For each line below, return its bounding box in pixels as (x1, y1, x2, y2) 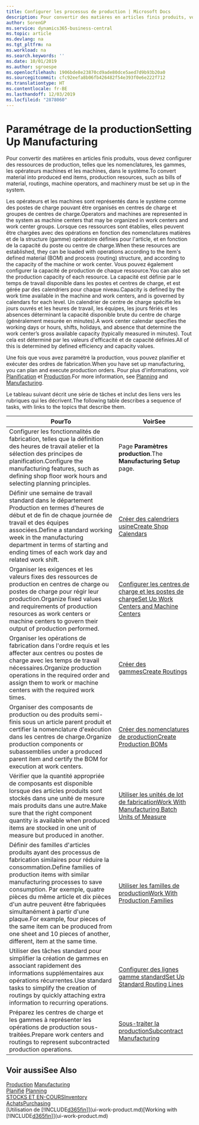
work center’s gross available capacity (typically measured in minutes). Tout (6, 330, 192, 337)
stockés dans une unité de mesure (9, 794, 105, 802)
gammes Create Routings (118, 667, 188, 676)
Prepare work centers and (31, 1030, 104, 1038)
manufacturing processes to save (9, 878, 102, 886)
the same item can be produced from (9, 922, 113, 931)
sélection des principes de (9, 449, 83, 458)
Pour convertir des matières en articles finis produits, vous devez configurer (6, 155, 192, 162)
